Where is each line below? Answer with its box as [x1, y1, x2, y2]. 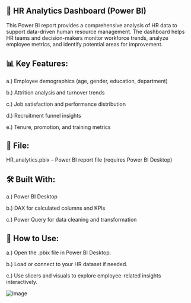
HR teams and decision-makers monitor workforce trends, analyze [6, 34, 168, 42]
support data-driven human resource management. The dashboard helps [6, 28, 185, 35]
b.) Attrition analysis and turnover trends [6, 89, 105, 96]
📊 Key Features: [6, 59, 68, 69]
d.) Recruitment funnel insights [6, 112, 81, 119]
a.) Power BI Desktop [6, 193, 58, 200]
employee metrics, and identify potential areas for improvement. [6, 40, 163, 48]
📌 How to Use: [6, 233, 59, 244]
